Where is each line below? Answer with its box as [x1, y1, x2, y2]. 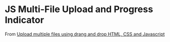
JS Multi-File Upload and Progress [5, 4, 153, 15]
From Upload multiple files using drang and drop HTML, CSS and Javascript [5, 31, 165, 37]
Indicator [5, 14, 45, 26]
